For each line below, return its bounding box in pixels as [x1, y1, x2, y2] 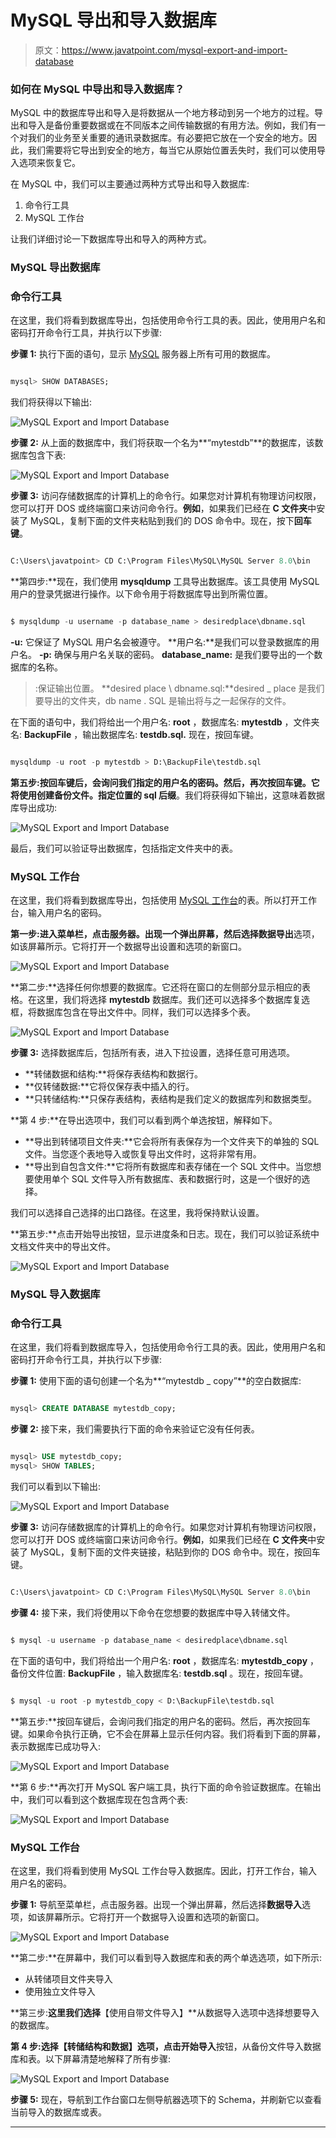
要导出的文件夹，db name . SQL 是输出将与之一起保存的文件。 [34, 695, 292, 707]
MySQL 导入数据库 [10, 1287, 101, 1301]
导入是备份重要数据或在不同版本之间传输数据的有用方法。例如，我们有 [27, 119, 317, 131]
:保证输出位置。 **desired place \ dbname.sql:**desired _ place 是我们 [34, 682, 325, 695]
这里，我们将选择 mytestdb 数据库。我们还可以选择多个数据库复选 [36, 994, 310, 1006]
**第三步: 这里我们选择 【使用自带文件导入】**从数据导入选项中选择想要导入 [10, 2007, 320, 2019]
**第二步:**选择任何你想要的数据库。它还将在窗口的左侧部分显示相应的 [10, 981, 303, 993]
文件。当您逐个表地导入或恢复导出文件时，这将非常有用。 [24, 1148, 262, 1160]
